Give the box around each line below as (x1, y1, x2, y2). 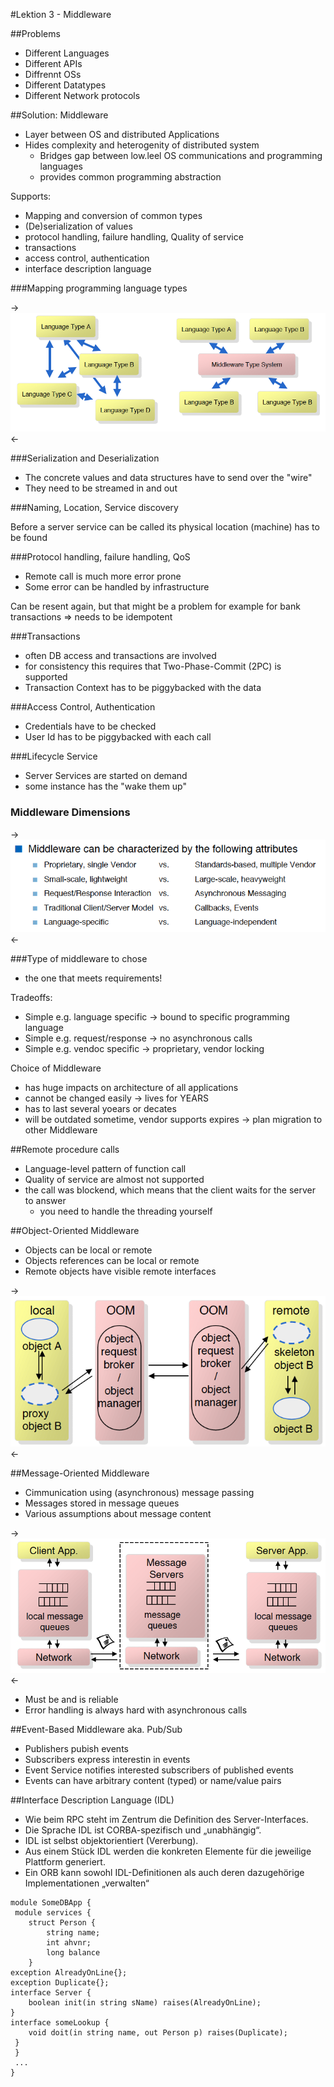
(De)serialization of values (24, 220, 133, 232)
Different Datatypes (24, 79, 107, 91)
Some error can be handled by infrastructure (24, 581, 210, 593)
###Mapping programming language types (10, 282, 188, 294)
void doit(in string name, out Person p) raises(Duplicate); (28, 2028, 288, 2038)
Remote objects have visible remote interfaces (24, 1265, 217, 1278)
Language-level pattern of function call (24, 1163, 187, 1175)
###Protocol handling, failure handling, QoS (10, 551, 191, 563)
